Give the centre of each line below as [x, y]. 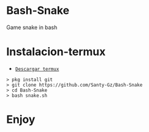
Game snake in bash [32, 27]
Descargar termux [37, 69]
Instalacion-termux [56, 52]
